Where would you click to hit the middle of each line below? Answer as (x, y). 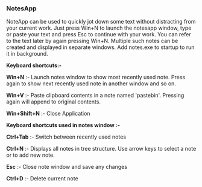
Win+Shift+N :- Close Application (48, 114)
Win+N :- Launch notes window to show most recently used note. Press (96, 77)
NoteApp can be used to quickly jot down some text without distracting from (101, 22)
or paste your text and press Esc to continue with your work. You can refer (99, 34)
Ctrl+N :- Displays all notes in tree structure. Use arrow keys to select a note (101, 149)
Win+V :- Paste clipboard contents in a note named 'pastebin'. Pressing (95, 96)
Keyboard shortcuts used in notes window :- (63, 125)
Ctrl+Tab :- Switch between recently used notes (66, 137)
